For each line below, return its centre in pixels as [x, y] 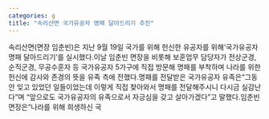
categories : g [32, 16]
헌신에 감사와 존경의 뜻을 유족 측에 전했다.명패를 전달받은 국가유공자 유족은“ [126, 77]
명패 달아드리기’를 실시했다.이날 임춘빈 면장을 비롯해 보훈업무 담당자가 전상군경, [132, 57]
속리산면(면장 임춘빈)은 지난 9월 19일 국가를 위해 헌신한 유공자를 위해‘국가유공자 [133, 47]
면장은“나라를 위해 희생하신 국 [55, 107]
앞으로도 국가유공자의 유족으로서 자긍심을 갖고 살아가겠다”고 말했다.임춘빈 [145, 97]
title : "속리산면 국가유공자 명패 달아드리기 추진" [82, 23]
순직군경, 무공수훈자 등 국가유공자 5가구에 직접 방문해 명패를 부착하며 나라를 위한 [134, 67]
